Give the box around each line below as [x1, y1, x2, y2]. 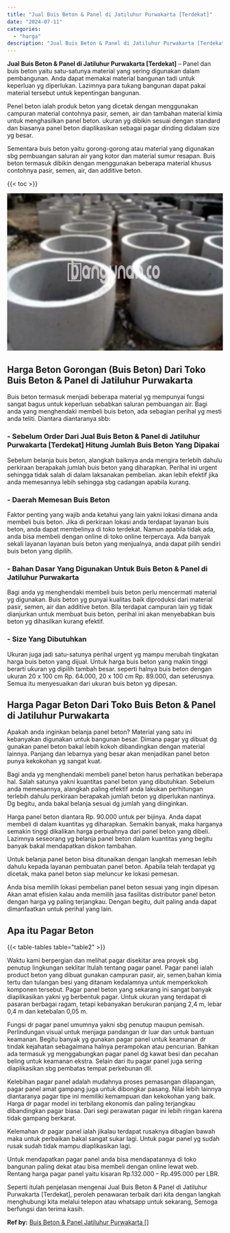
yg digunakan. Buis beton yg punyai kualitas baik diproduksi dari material [7, 595, 214, 603]
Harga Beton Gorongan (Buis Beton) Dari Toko [7, 364, 206, 376]
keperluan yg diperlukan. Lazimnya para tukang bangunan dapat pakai [7, 82, 206, 90]
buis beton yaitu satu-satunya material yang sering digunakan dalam [7, 67, 200, 75]
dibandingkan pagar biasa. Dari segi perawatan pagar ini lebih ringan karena [7, 1107, 222, 1115]
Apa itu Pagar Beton [7, 924, 94, 936]
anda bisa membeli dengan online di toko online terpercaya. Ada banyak [7, 532, 211, 541]
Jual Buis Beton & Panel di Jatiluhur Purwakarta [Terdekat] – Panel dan [7, 60, 211, 68]
